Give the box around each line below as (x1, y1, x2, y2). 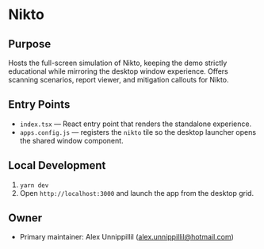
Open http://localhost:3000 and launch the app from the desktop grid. (19, 188, 254, 197)
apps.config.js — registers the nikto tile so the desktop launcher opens (19, 127, 256, 136)
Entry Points (8, 98, 71, 112)
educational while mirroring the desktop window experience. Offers (8, 67, 228, 76)
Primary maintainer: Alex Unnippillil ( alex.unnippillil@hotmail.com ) (19, 232, 234, 242)
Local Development (8, 159, 106, 172)
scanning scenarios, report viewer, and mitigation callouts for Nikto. (8, 75, 229, 84)
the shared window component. (19, 136, 124, 145)
